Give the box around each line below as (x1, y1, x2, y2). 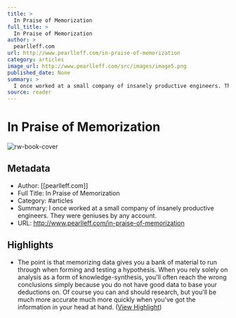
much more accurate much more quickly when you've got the (17, 295, 196, 303)
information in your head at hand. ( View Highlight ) (17, 303, 162, 311)
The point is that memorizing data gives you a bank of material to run (17, 257, 218, 266)
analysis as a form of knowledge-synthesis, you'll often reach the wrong (17, 272, 227, 281)
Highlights (7, 239, 54, 251)
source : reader (7, 89, 52, 96)
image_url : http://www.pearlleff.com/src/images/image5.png (7, 63, 188, 70)
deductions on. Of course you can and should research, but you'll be (17, 288, 216, 296)
